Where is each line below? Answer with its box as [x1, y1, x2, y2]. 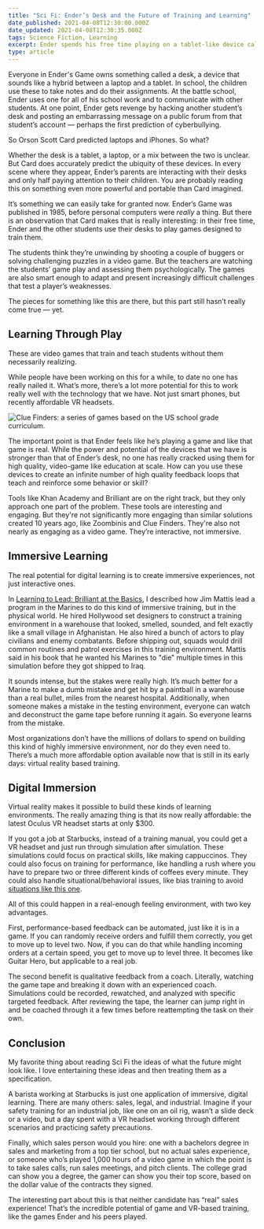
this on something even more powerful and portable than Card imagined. [8, 184, 244, 193]
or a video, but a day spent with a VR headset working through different [8, 1115, 240, 1124]
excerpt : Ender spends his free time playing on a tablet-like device [8, 41, 244, 49]
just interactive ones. [8, 579, 76, 588]
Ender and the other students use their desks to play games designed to [8, 224, 242, 233]
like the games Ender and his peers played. [8, 1212, 148, 1221]
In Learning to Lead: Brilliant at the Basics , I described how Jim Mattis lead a [8, 594, 255, 603]
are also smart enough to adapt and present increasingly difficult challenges [8, 273, 255, 282]
